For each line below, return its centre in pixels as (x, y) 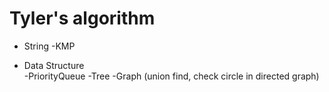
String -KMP (49, 46)
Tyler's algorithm (82, 18)
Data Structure (54, 65)
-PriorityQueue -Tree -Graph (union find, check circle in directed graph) (171, 76)
